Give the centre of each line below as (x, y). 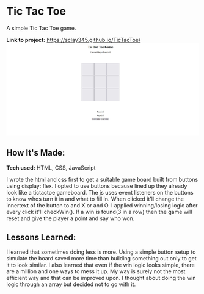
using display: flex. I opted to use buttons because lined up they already (97, 186)
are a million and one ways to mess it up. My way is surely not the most (96, 271)
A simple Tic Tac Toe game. (41, 28)
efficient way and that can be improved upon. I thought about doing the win (101, 278)
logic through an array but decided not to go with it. (71, 284)
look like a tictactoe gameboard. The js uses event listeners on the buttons (100, 192)
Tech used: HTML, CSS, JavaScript (51, 167)
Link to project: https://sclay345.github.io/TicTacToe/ (74, 40)
